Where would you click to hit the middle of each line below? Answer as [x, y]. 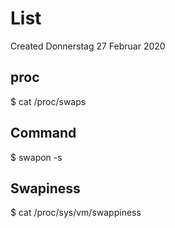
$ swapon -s [36, 157]
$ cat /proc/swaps [48, 101]
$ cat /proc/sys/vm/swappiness [76, 213]
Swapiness [45, 188]
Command [43, 133]
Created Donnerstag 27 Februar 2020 [88, 46]
